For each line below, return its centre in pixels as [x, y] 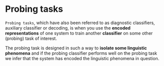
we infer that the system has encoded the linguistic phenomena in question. [82, 58]
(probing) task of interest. [31, 38]
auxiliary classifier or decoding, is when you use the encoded [68, 28]
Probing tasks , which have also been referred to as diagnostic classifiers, [80, 23]
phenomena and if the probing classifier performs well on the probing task [81, 53]
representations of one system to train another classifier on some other [79, 33]
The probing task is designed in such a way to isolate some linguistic [76, 48]
